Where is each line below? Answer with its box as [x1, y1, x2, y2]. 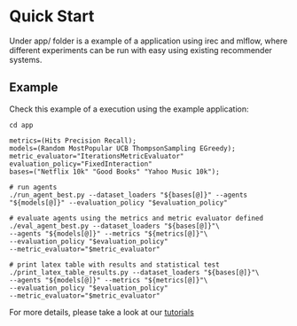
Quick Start [9, 6, 95, 27]
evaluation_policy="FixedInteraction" [9, 159, 152, 168]
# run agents [9, 182, 58, 191]
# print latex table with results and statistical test [9, 260, 220, 269]
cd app [9, 120, 34, 129]
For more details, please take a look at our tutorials [9, 307, 195, 317]
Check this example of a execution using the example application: [9, 104, 249, 114]
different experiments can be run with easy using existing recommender [9, 44, 273, 55]
